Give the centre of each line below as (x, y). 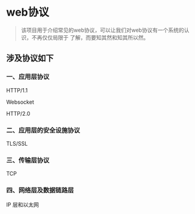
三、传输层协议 (28, 160)
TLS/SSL (17, 143)
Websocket (20, 102)
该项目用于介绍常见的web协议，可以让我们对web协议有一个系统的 (102, 30)
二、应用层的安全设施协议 (43, 130)
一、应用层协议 (28, 77)
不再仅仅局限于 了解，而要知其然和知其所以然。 (90, 37)
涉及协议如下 (30, 58)
